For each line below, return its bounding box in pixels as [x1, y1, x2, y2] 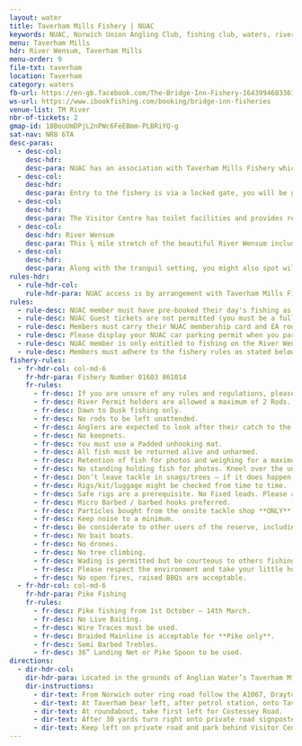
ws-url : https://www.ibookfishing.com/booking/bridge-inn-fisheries [9, 96, 271, 106]
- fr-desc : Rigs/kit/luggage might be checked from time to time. [32, 481, 288, 490]
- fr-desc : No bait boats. [32, 531, 135, 540]
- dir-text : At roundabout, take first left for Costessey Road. [32, 706, 283, 715]
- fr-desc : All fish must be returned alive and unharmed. [32, 448, 259, 457]
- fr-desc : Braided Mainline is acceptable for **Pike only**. [32, 631, 276, 641]
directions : [9, 657, 54, 666]
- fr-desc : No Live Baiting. [32, 615, 143, 624]
